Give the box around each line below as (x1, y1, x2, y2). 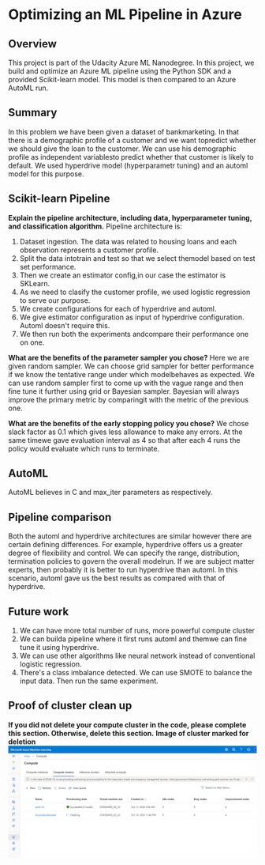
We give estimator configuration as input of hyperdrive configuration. (19, 312, 244, 322)
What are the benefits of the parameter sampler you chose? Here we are (8, 353, 250, 362)
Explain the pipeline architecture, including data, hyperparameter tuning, (8, 213, 252, 222)
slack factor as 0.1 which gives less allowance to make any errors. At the (8, 427, 243, 436)
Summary (8, 106, 58, 119)
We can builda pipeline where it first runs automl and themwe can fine (19, 634, 247, 644)
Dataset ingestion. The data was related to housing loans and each (19, 236, 237, 246)
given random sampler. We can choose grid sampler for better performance (8, 361, 255, 371)
